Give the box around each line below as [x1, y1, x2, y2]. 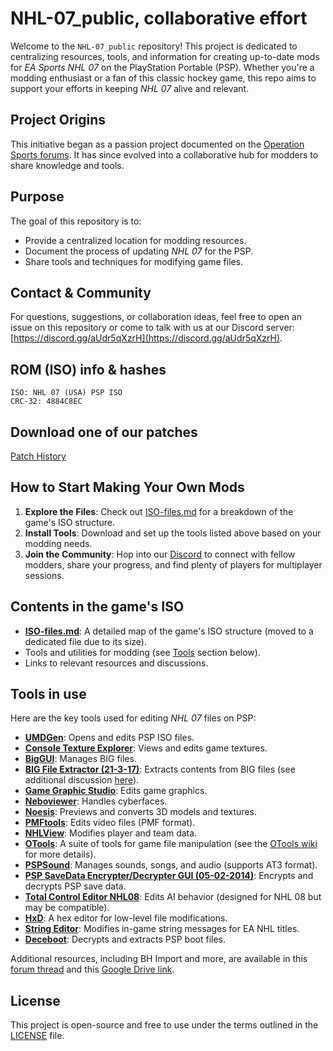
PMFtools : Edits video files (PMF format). [24, 817, 196, 829]
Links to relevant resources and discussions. [24, 657, 209, 669]
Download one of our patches [10, 423, 198, 441]
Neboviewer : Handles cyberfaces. [24, 795, 168, 807]
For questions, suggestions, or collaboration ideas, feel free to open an [10, 311, 303, 323]
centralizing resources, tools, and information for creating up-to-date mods [10, 50, 320, 62]
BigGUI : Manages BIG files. [24, 753, 137, 765]
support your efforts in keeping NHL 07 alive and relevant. [10, 82, 250, 94]
